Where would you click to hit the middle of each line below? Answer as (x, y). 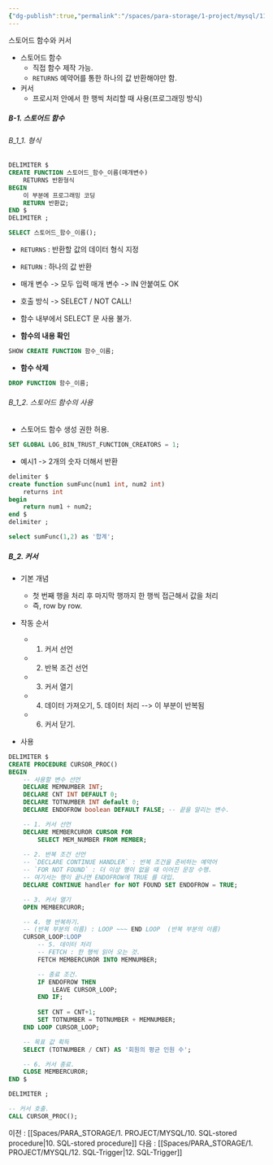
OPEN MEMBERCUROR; (54, 907)
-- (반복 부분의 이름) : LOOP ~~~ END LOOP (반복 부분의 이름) (122, 929)
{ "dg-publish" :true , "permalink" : (65, 16)
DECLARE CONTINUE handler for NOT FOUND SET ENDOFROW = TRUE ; (130, 885)
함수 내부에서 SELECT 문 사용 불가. (76, 319)
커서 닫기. (60, 724)
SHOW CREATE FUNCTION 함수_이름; (62, 351)
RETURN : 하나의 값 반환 (56, 267)
